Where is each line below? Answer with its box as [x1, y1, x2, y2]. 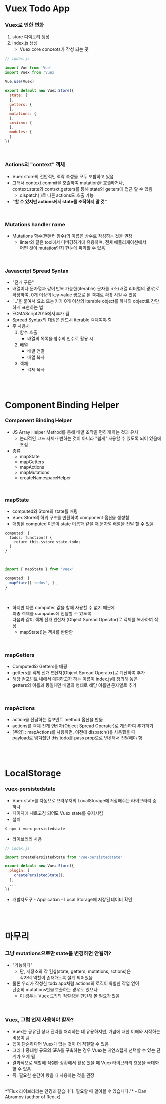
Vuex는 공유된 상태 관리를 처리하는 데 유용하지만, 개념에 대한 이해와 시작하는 [12, 1029, 160, 1035]
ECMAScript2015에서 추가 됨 [12, 311, 70, 317]
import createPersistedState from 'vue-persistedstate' [5, 855, 123, 859]
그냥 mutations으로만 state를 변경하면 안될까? [5, 950, 111, 957]
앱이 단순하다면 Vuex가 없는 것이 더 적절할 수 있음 [12, 1041, 109, 1047]
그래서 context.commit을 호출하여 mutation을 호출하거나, [12, 180, 124, 186]
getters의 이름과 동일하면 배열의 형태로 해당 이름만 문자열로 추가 [12, 682, 137, 688]
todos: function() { [9, 535, 52, 540]
